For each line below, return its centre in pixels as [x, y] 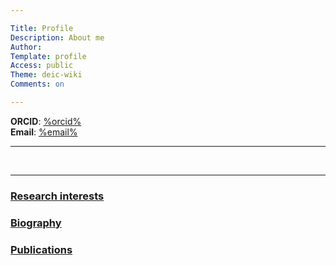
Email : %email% [44, 132]
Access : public [42, 66]
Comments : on [37, 84]
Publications [41, 249]
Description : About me [57, 37]
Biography [36, 223]
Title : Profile [42, 28]
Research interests [57, 196]
